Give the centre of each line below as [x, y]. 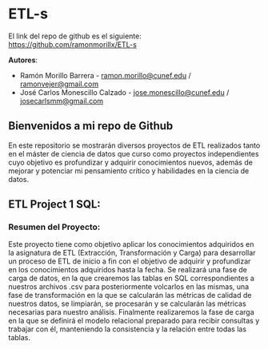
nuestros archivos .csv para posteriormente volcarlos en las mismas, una [129, 287]
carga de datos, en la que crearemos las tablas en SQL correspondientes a [131, 278]
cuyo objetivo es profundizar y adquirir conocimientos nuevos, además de [131, 162]
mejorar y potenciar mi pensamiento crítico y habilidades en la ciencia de [129, 171]
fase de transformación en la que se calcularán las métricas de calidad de [130, 295]
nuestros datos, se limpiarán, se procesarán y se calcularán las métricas [127, 303]
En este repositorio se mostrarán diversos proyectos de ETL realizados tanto [134, 145]
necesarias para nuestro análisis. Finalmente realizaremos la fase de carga [131, 312]
